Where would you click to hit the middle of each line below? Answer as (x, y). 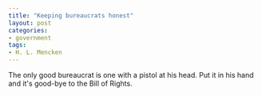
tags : (17, 45)
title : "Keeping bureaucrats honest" (71, 15)
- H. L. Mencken (35, 52)
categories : (28, 30)
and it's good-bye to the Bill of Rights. (71, 83)
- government (30, 38)
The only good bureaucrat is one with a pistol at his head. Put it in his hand (131, 75)
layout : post (30, 23)
